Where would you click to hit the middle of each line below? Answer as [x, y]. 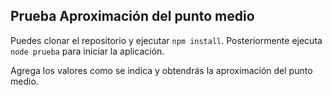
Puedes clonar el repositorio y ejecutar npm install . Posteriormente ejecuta [166, 40]
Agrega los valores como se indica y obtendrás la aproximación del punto [161, 70]
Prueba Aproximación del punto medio [132, 16]
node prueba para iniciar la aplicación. [87, 51]
